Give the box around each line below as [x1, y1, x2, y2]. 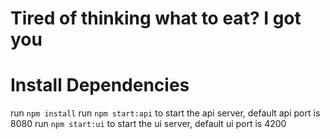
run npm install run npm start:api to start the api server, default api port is [10, 107, 321, 119]
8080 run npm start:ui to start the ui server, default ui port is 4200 [10, 118, 287, 130]
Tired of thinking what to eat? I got [10, 7, 302, 30]
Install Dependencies [10, 74, 190, 97]
